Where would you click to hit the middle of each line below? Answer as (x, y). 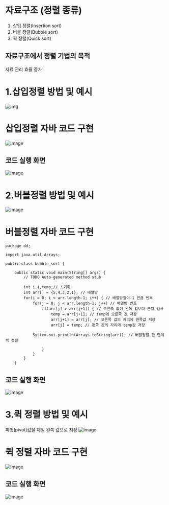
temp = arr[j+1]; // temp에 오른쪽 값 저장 (94, 314)
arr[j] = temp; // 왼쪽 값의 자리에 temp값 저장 (98, 325)
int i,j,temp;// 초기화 (47, 287)
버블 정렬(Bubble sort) (35, 32)
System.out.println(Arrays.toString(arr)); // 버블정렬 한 (94, 335)
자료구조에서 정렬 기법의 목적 (48, 56)
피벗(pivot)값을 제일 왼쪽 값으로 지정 (41, 430)
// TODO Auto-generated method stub (62, 277)
